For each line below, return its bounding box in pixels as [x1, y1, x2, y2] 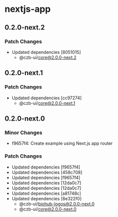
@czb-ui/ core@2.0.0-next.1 [19, 100, 76, 106]
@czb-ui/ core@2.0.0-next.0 [19, 206, 77, 212]
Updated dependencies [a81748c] [11, 190, 81, 196]
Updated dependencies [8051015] [11, 49, 81, 55]
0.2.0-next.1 [4, 69, 43, 77]
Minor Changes [4, 129, 42, 136]
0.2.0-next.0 [4, 114, 45, 123]
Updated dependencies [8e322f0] [11, 195, 82, 201]
